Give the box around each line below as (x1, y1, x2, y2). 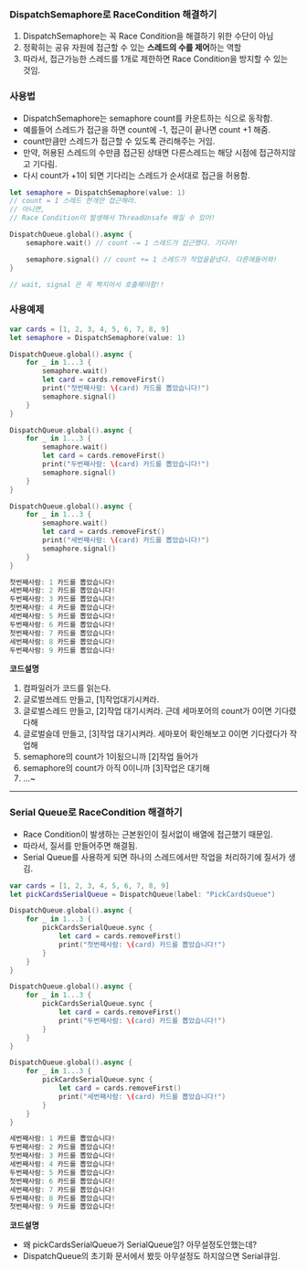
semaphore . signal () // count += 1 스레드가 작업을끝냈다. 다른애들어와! (26, 254, 278, 264)
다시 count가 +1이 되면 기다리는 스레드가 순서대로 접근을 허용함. (22, 169, 250, 180)
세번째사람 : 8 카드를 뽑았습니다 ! (9, 637, 116, 646)
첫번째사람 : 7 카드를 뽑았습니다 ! (9, 628, 116, 637)
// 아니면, (9, 205, 46, 214)
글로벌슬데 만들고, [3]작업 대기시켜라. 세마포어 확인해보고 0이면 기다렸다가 (22, 729, 288, 740)
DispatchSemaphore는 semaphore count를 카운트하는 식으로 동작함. (22, 112, 273, 123)
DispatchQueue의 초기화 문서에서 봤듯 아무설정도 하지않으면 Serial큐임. (22, 1251, 281, 1262)
